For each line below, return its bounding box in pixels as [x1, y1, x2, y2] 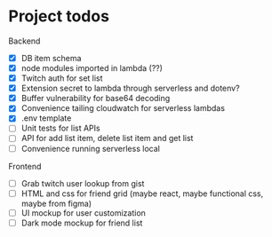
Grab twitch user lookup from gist [20, 178, 145, 188]
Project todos [8, 6, 110, 27]
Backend [8, 36, 41, 46]
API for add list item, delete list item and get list [20, 133, 194, 144]
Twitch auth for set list [20, 73, 103, 83]
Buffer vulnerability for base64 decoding [20, 93, 171, 104]
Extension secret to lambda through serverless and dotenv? [20, 83, 241, 94]
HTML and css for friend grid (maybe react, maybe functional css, [20, 188, 264, 199]
